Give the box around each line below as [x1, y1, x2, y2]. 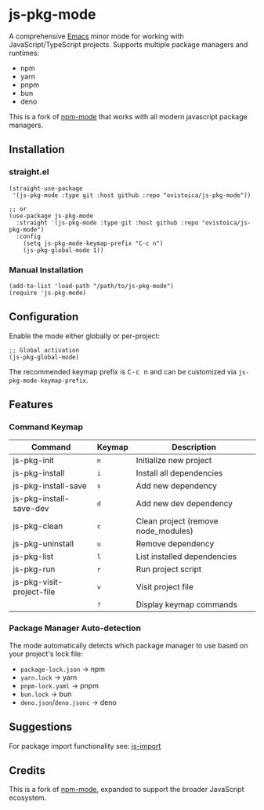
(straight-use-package [9, 184, 83, 192]
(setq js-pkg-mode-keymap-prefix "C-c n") [23, 239, 164, 247]
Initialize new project [136, 455, 212, 466]
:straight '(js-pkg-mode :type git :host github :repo [16, 218, 199, 227]
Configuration [9, 310, 79, 323]
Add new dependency [136, 480, 218, 491]
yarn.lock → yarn [20, 673, 78, 682]
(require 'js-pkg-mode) [9, 289, 87, 297]
